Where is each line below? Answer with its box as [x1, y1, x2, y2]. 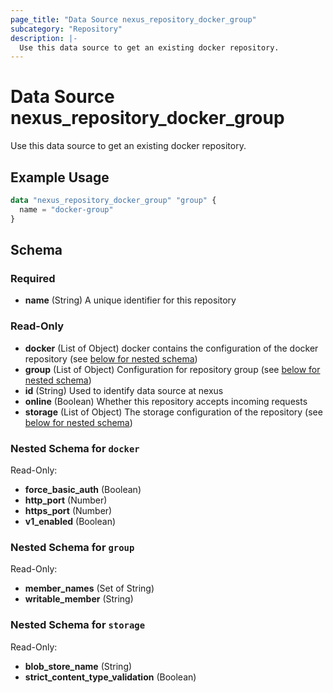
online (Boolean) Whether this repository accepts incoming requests [24, 395, 308, 407]
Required [10, 271, 56, 285]
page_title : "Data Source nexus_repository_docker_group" [10, 14, 257, 25]
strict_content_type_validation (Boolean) [24, 671, 197, 683]
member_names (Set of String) [24, 582, 155, 595]
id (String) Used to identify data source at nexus [24, 384, 224, 396]
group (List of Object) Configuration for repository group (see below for [24, 363, 321, 375]
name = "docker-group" [19, 204, 114, 215]
